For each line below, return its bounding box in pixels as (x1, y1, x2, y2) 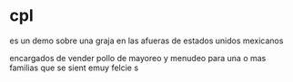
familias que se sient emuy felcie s (9, 62, 139, 73)
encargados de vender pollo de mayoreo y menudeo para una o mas (9, 52, 267, 63)
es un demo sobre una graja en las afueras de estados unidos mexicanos (9, 35, 284, 46)
